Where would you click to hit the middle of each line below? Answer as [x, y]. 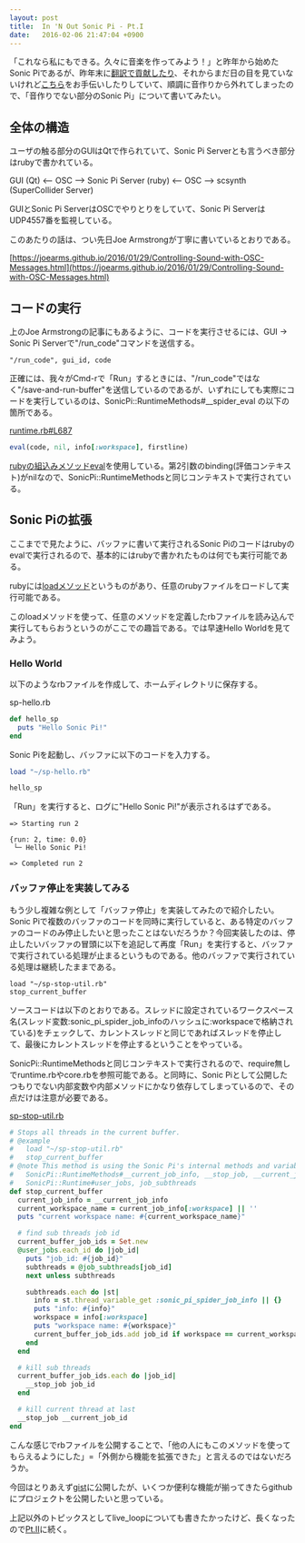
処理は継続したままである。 [69, 966]
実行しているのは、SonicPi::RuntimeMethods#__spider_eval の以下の [162, 401]
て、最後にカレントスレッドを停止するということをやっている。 [128, 1044]
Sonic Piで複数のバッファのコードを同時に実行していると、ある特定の [140, 921]
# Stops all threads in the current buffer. [95, 1132]
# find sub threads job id [69, 1234]
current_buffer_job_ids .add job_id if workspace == [133, 1334]
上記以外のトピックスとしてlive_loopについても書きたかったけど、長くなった [152, 1518]
